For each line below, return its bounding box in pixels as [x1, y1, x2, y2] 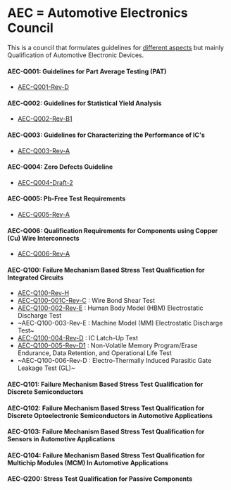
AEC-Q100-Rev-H [17, 289, 69, 297]
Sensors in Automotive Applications [7, 435, 115, 443]
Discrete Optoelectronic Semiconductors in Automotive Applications [7, 411, 213, 419]
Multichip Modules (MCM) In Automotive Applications [7, 458, 169, 467]
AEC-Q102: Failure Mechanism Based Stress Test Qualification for [7, 404, 205, 412]
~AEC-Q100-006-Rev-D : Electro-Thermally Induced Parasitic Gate [17, 357, 212, 365]
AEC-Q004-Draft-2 [17, 178, 74, 186]
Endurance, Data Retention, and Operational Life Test [17, 349, 173, 357]
